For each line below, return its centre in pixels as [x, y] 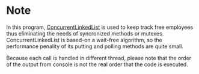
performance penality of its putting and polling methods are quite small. [95, 46]
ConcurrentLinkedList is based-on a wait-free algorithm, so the [84, 40]
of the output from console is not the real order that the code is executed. [97, 64]
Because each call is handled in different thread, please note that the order [99, 58]
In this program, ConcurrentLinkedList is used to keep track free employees [100, 27]
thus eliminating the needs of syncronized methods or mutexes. [85, 33]
